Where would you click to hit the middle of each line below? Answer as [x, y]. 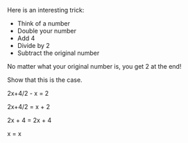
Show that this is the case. [45, 80]
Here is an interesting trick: [46, 10]
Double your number [46, 31]
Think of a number [44, 23]
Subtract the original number [58, 53]
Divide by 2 [33, 45]
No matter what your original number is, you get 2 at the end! [94, 66]
